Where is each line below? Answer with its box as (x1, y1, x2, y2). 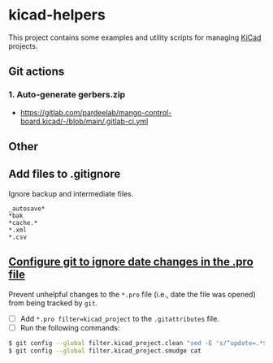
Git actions (8, 65, 65, 79)
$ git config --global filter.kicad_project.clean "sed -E (8, 339, 213, 347)
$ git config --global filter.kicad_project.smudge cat (8, 347, 201, 355)
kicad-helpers (8, 6, 106, 24)
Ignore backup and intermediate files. (8, 188, 134, 198)
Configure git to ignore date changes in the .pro (8, 255, 253, 269)
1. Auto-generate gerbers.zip (8, 89, 126, 101)
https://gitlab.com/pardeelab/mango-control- (19, 107, 172, 117)
